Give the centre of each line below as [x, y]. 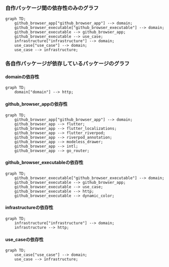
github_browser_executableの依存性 [44, 162]
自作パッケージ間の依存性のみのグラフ [52, 8]
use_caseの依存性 [25, 239]
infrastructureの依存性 [29, 208]
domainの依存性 [22, 77]
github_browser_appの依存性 [36, 104]
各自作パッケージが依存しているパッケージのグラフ [67, 63]
